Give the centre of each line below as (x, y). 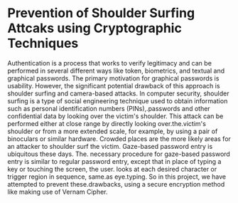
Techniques (43, 43)
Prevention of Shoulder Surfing (101, 13)
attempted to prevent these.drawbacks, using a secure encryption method (116, 184)
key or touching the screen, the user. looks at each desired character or (112, 169)
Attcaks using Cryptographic (95, 28)
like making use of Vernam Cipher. (58, 192)
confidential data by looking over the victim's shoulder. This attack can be (115, 116)
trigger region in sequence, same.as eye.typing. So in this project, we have (117, 177)
